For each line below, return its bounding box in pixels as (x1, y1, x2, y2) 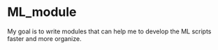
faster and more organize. (7, 34, 82, 42)
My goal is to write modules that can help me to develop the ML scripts (7, 27, 212, 35)
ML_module (7, 4, 77, 20)
